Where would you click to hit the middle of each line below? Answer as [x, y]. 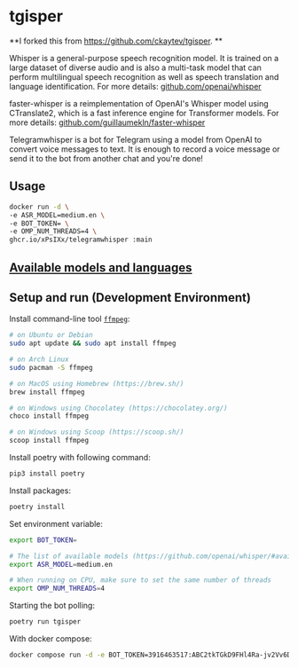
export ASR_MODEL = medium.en [61, 564]
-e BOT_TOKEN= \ [39, 224]
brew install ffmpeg [47, 392]
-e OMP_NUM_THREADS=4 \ [53, 232]
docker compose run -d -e [57, 655]
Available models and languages [101, 267]
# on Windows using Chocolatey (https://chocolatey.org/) [118, 408]
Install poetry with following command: [80, 458]
